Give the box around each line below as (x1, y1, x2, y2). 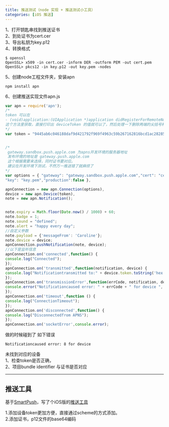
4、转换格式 (5, 45, 31, 51)
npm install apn (5, 84, 39, 89)
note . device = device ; (5, 238, 53, 243)
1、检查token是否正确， (5, 358, 54, 364)
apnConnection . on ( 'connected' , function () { (5, 252, 98, 257)
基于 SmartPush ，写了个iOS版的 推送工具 (5, 399, 89, 405)
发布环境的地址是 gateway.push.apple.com (7, 154, 90, 159)
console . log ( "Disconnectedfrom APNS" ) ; (5, 313, 89, 318)
